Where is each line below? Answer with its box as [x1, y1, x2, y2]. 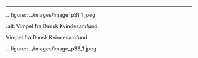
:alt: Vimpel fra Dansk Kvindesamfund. [6, 23, 99, 30]
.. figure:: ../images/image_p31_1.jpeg [6, 12, 95, 18]
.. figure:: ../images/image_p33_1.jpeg [6, 45, 97, 52]
